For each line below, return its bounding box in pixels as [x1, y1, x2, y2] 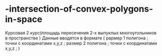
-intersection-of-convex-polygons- [5, 3, 153, 15]
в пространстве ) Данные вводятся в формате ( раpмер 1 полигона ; [5, 35, 148, 41]
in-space [5, 14, 43, 25]
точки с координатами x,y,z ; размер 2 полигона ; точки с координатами [5, 40, 158, 46]
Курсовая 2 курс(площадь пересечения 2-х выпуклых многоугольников [5, 30, 157, 36]
